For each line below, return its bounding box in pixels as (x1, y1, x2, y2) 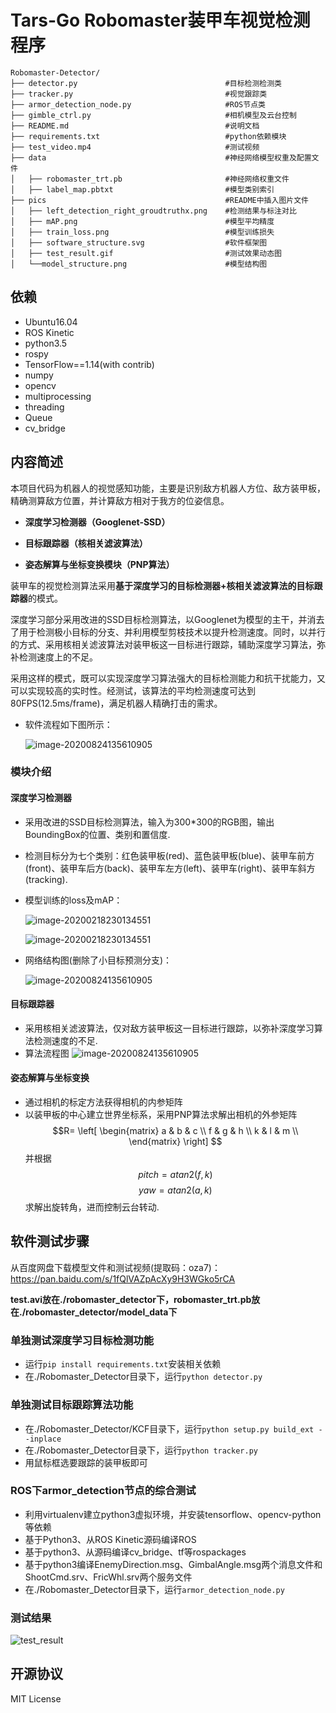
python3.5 (24, 337, 68, 349)
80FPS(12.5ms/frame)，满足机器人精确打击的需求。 (10, 697, 223, 709)
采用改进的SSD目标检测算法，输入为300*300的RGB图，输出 (24, 816, 275, 828)
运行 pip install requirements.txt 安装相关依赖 (24, 1358, 222, 1370)
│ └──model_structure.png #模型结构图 (10, 259, 268, 269)
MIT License (10, 1692, 62, 1705)
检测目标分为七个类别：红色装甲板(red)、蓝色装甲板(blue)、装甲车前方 (24, 849, 315, 861)
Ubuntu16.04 (24, 316, 78, 328)
